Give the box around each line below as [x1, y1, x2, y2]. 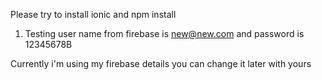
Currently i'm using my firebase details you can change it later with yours [10, 58, 312, 69]
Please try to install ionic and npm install [10, 9, 177, 20]
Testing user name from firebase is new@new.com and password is [24, 28, 305, 39]
